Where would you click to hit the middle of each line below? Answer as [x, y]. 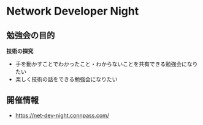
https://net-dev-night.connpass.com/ [62, 115]
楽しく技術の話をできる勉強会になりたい [66, 79]
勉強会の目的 [31, 35]
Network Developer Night [73, 11]
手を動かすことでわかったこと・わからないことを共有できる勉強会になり [106, 64]
